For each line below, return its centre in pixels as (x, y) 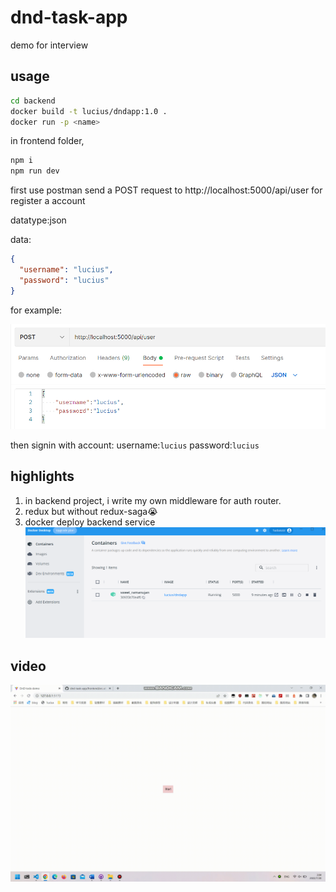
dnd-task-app (69, 17)
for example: (36, 310)
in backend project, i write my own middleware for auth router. (153, 500)
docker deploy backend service (90, 522)
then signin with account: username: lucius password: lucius (135, 445)
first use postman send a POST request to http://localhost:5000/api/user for (166, 190)
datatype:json (38, 220)
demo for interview (49, 45)
